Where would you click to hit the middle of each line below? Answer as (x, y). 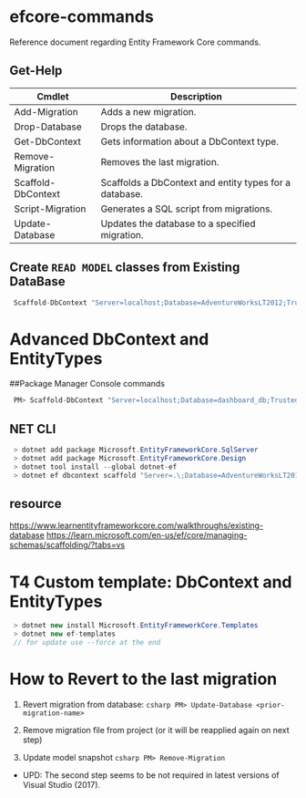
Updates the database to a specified (178, 223)
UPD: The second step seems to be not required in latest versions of (151, 775)
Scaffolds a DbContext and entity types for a (196, 182)
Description (196, 96)
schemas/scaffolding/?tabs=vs (67, 545)
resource (36, 503)
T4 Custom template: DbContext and (151, 582)
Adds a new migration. (148, 111)
